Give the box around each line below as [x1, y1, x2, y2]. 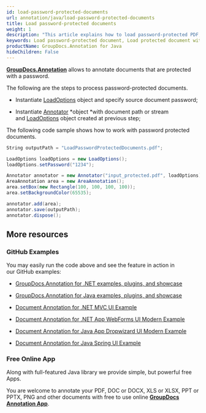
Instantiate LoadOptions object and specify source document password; [15, 96, 198, 103]
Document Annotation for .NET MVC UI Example [15, 304, 137, 311]
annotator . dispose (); [6, 212, 62, 218]
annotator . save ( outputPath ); [6, 206, 81, 212]
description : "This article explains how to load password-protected [6, 32, 188, 38]
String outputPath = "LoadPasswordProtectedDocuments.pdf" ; [6, 145, 164, 151]
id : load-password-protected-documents [6, 9, 109, 15]
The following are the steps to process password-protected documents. [6, 84, 188, 91]
